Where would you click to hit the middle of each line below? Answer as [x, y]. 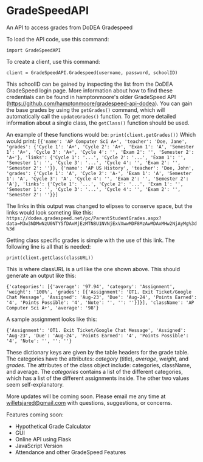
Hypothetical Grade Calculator [53, 426]
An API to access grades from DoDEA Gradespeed [70, 27]
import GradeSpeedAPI [34, 50]
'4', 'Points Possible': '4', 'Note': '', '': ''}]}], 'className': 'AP [100, 302]
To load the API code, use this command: [58, 39]
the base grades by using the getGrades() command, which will [86, 109]
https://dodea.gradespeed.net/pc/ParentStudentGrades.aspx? [84, 218]
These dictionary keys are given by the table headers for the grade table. [98, 352]
